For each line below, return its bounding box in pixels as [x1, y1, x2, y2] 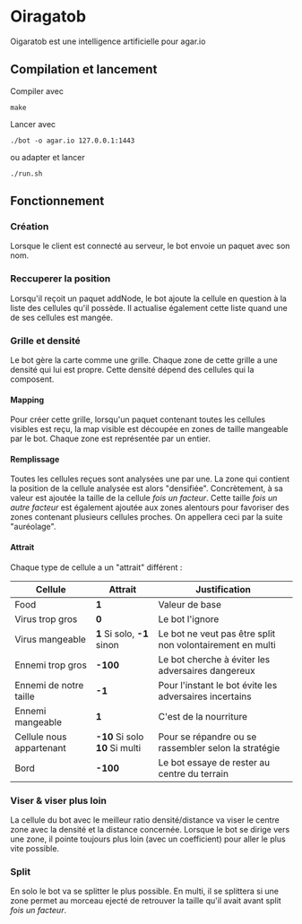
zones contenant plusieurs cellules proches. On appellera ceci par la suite [10, 512, 283, 522]
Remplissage [10, 453, 60, 464]
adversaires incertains [158, 690, 252, 703]
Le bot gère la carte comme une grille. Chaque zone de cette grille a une [10, 355, 278, 366]
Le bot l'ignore [158, 612, 220, 625]
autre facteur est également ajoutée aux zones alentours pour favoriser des [10, 502, 289, 513]
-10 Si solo [95, 730, 144, 743]
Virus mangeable [14, 633, 86, 645]
